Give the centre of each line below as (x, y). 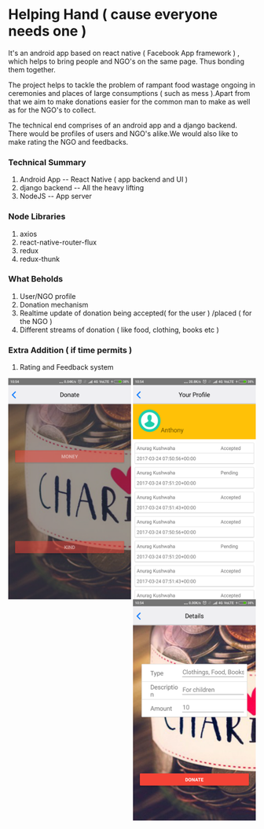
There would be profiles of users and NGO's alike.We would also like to (123, 133)
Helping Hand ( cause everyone (113, 15)
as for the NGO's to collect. (52, 110)
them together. (32, 69)
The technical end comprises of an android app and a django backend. (123, 125)
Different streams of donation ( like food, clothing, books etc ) (119, 330)
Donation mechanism (54, 304)
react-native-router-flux (58, 242)
